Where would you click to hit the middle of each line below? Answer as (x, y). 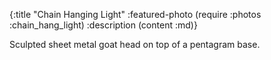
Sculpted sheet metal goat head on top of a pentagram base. (135, 44)
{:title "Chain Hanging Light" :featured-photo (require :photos (135, 14)
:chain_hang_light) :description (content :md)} (103, 25)
